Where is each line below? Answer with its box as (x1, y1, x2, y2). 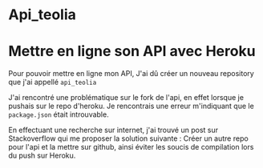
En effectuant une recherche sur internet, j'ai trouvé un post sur (8, 126, 219, 135)
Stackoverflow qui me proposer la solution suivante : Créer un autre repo (8, 134, 249, 143)
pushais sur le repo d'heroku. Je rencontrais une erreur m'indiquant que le (8, 102, 254, 111)
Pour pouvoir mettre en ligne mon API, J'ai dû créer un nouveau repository (8, 69, 254, 78)
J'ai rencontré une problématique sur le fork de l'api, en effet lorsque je (8, 93, 245, 102)
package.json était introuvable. (8, 110, 110, 119)
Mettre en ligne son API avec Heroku (8, 42, 256, 61)
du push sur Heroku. (8, 150, 76, 161)
